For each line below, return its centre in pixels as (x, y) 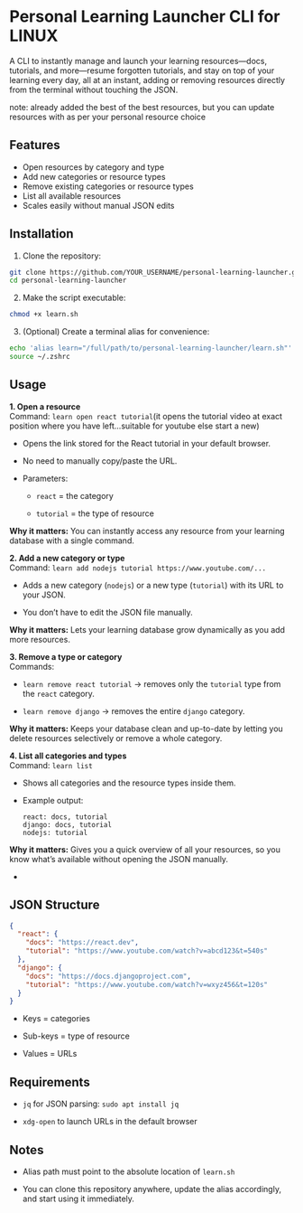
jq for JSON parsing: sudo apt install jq (101, 1104)
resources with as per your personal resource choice (107, 117)
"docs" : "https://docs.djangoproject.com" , (109, 976)
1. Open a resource (45, 406)
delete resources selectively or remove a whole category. (116, 738)
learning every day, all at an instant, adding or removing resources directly (147, 80)
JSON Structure (55, 905)
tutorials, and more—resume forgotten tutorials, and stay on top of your (142, 71)
